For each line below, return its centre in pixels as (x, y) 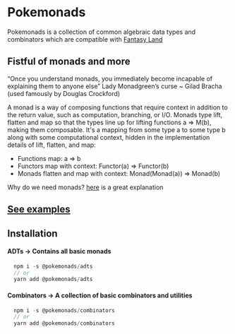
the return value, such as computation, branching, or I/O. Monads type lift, (115, 114)
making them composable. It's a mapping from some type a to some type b (116, 130)
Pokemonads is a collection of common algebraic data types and (102, 32)
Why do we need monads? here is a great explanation (85, 187)
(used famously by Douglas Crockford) (64, 93)
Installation (32, 233)
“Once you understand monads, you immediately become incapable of (110, 78)
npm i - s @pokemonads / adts (53, 266)
